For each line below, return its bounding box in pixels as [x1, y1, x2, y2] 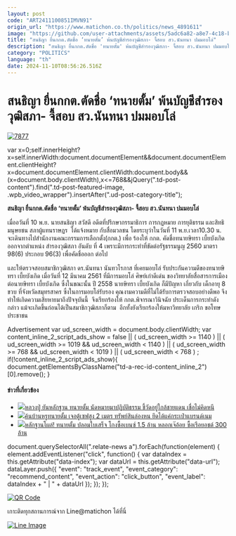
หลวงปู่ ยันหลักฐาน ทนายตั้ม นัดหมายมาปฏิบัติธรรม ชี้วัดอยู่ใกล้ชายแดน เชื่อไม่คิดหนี [24, 403, 215, 411]
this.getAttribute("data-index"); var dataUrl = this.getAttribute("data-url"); [7, 457, 220, 466]
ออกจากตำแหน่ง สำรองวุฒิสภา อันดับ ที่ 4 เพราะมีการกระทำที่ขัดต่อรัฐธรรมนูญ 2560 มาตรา [7, 242, 218, 250]
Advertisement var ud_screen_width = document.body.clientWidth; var [7, 325, 212, 334]
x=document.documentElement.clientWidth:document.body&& [7, 168, 188, 176]
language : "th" [7, 56, 52, 63]
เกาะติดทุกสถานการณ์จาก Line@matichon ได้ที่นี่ [7, 506, 126, 515]
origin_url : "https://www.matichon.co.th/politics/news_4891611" [7, 23, 202, 30]
